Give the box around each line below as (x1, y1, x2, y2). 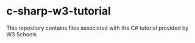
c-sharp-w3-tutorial (6, 4, 112, 18)
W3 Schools (6, 30, 37, 38)
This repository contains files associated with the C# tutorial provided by (6, 24, 189, 31)
